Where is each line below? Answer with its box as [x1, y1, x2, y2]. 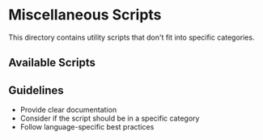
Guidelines [8, 83, 64, 97]
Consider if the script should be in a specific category [19, 113, 200, 123]
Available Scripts [8, 56, 95, 70]
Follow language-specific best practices [19, 122, 155, 132]
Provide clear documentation [19, 105, 117, 115]
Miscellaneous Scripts [8, 6, 162, 24]
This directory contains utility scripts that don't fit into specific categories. [8, 32, 255, 42]
